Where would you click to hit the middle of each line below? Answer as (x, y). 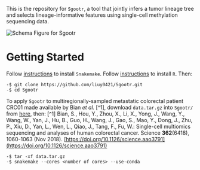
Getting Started (45, 57)
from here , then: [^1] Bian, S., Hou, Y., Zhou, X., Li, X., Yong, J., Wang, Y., (96, 114)
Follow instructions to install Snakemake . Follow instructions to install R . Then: (99, 74)
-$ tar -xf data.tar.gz (36, 156)
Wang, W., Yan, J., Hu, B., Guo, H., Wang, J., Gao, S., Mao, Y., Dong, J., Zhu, (99, 120)
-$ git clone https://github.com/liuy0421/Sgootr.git (75, 84)
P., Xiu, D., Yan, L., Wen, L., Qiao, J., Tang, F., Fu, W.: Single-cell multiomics (99, 126)
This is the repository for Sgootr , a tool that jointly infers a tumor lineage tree (100, 9)
